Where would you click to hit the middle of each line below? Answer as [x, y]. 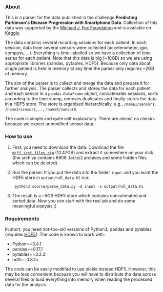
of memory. [17, 74]
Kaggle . [13, 33]
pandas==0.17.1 [27, 249]
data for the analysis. [26, 284]
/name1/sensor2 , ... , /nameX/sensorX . [41, 109]
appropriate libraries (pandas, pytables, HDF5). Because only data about [78, 63]
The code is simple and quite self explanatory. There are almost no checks [80, 119]
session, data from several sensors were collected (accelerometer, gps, [77, 48]
